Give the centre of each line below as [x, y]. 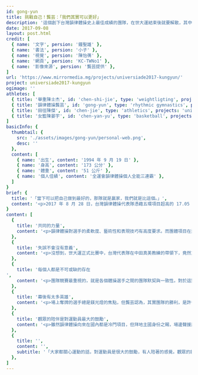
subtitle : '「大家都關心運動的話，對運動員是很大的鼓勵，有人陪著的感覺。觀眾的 [103, 352]
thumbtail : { [27, 133]
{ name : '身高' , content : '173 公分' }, [65, 165]
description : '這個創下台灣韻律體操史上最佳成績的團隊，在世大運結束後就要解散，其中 [99, 22]
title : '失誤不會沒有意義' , [47, 248]
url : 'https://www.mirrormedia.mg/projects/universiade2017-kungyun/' [95, 77]
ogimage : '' [21, 89]
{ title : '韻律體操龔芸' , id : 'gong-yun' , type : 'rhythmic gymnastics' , [100, 105]
